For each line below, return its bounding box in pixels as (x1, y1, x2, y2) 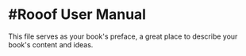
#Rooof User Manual (8, 6, 147, 24)
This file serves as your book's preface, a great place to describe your (8, 32, 238, 41)
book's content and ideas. (8, 39, 94, 49)
